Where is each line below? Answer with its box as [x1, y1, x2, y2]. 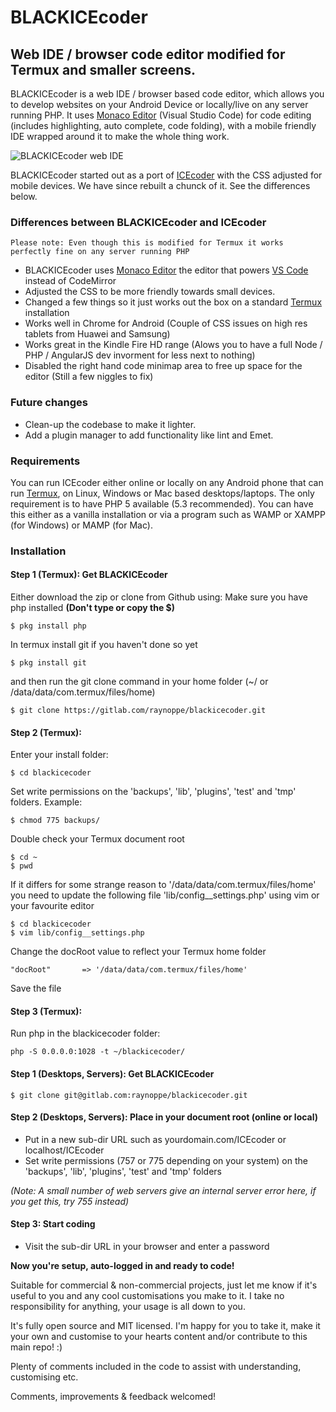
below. [10, 191, 38, 202]
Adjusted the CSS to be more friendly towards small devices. [24, 286, 276, 298]
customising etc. [10, 1371, 79, 1383]
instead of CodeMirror [24, 275, 117, 287]
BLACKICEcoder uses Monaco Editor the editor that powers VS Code [24, 264, 309, 276]
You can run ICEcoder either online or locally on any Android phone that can [10, 476, 324, 488]
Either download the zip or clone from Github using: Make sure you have [10, 591, 308, 603]
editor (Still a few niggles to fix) [24, 371, 154, 383]
